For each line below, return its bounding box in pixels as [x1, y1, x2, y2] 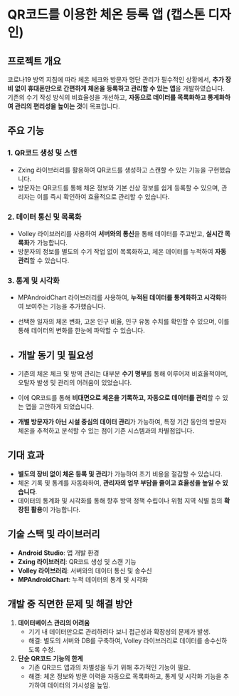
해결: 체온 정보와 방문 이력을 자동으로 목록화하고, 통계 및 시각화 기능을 [28, 672, 222, 680]
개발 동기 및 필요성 [17, 349, 94, 361]
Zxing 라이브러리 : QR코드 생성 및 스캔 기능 [17, 557, 137, 565]
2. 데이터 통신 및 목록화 [7, 212, 82, 222]
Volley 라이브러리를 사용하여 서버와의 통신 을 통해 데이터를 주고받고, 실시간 [17, 229, 224, 237]
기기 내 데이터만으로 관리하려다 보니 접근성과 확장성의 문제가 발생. [28, 627, 211, 635]
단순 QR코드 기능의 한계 [17, 654, 83, 662]
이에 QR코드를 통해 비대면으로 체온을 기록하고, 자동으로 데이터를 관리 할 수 [17, 394, 221, 402]
